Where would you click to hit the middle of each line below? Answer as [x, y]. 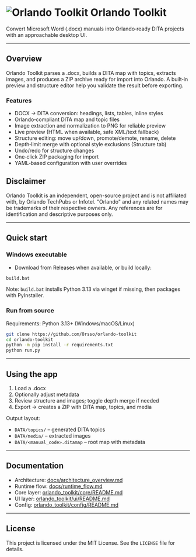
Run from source [30, 311]
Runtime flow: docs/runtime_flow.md [58, 486]
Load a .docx [30, 388]
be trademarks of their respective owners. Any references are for [84, 208]
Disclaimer [26, 181]
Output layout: [23, 418]
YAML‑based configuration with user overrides [71, 163]
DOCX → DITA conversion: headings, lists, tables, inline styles [89, 114]
